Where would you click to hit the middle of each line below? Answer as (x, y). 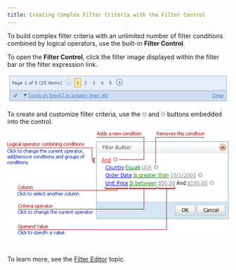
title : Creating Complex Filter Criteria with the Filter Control (106, 15)
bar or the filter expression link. (53, 64)
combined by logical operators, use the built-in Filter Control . (96, 43)
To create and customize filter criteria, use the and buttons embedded (115, 114)
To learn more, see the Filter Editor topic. (66, 259)
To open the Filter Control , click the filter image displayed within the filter (113, 57)
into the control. (30, 122)
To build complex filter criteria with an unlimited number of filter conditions (115, 36)
